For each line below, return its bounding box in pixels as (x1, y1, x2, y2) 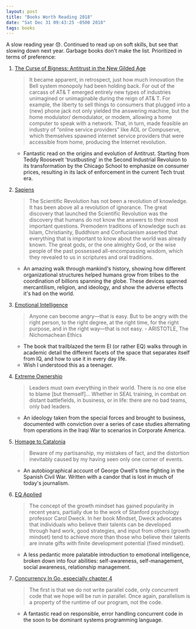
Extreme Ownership (14, 373, 63, 380)
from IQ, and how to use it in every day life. (23, 356, 127, 363)
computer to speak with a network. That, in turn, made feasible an (29, 120, 188, 127)
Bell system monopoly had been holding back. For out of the (29, 83, 175, 90)
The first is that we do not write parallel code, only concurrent (29, 586, 178, 593)
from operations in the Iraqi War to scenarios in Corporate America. (23, 427, 186, 434)
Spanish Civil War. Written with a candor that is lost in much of (23, 474, 174, 481)
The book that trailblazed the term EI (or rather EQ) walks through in (23, 343, 187, 350)
